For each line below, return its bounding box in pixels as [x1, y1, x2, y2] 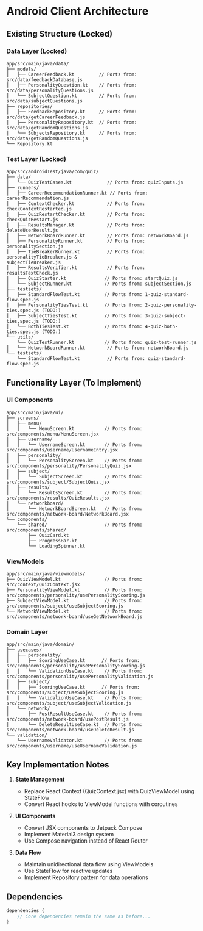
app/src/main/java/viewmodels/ [6, 571, 86, 577]
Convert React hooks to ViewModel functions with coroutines [24, 800, 178, 808]
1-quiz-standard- [145, 292, 189, 298]
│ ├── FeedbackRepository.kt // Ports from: [6, 109, 137, 115]
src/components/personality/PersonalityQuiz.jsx [6, 462, 132, 469]
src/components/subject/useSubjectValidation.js [6, 700, 132, 706]
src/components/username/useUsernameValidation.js [6, 743, 137, 749]
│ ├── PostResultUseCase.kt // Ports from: [6, 711, 143, 717]
